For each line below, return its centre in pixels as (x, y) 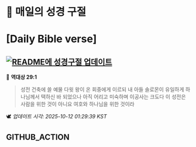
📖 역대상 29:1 (21, 77)
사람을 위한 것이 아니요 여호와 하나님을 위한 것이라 (77, 104)
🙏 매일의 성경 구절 (46, 12)
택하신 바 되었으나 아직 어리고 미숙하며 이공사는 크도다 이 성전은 (113, 97)
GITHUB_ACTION (38, 137)
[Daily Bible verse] (51, 39)
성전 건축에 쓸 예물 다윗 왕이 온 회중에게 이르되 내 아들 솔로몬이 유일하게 (102, 90)
